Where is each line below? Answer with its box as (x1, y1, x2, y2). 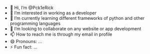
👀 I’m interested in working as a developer (9, 10, 96, 16)
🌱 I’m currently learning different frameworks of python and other (9, 15, 145, 21)
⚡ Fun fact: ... (9, 44, 37, 50)
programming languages (9, 20, 61, 26)
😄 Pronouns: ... (9, 39, 42, 44)
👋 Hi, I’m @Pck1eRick (9, 5, 54, 10)
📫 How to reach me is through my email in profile (9, 31, 112, 37)
